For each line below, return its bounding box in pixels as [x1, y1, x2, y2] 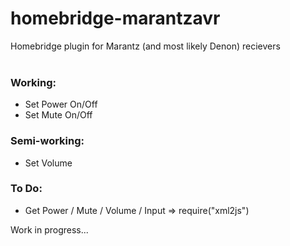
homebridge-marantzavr [10, 7, 221, 30]
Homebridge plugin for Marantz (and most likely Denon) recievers [10, 40, 281, 52]
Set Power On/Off [24, 98, 98, 111]
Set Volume [24, 157, 73, 169]
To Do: [10, 182, 43, 196]
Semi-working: [10, 134, 85, 148]
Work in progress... [10, 223, 89, 236]
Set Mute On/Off [24, 109, 93, 121]
